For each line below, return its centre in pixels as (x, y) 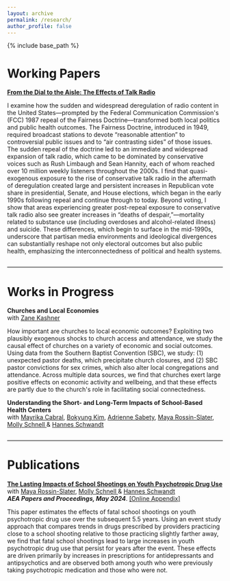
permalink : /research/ (39, 20)
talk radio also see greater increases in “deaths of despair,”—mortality (106, 215)
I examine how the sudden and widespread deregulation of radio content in (113, 106)
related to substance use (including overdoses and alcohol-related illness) (112, 222)
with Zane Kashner (34, 318)
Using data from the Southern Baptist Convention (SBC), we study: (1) (105, 353)
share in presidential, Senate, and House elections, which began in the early (114, 193)
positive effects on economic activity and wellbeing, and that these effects (112, 382)
